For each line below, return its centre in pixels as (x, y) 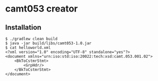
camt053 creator (42, 9)
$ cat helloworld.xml (28, 48)
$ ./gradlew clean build (31, 39)
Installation (23, 27)
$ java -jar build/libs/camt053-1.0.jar (49, 43)
